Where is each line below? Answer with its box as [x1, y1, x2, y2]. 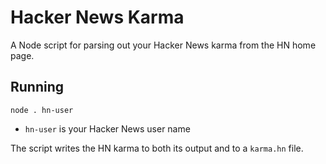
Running [10, 79, 65, 96]
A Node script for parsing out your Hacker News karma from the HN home [10, 39, 317, 51]
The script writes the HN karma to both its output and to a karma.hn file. [10, 142, 304, 154]
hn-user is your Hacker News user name [24, 122, 191, 135]
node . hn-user [10, 105, 74, 115]
